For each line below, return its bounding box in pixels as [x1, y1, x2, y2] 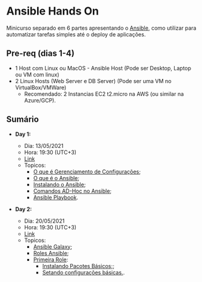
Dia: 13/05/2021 [24, 142, 64, 149]
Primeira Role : [33, 256, 69, 263]
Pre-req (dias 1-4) [6, 49, 75, 59]
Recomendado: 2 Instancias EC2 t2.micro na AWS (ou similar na [24, 90, 184, 98]
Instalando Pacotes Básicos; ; [42, 262, 115, 269]
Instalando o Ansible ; [33, 181, 86, 188]
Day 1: [15, 130, 32, 138]
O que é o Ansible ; [33, 174, 80, 181]
